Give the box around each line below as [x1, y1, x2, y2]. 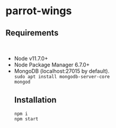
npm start [14, 116, 39, 122]
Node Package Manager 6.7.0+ [14, 61, 90, 68]
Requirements [5, 28, 59, 38]
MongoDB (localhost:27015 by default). [14, 68, 110, 75]
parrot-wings [5, 4, 72, 18]
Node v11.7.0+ [14, 55, 49, 62]
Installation [14, 95, 57, 105]
